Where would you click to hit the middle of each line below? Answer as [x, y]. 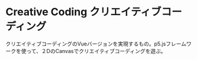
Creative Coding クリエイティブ [83, 12]
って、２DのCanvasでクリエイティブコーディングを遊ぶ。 [96, 51]
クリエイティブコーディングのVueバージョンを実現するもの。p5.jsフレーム [96, 44]
